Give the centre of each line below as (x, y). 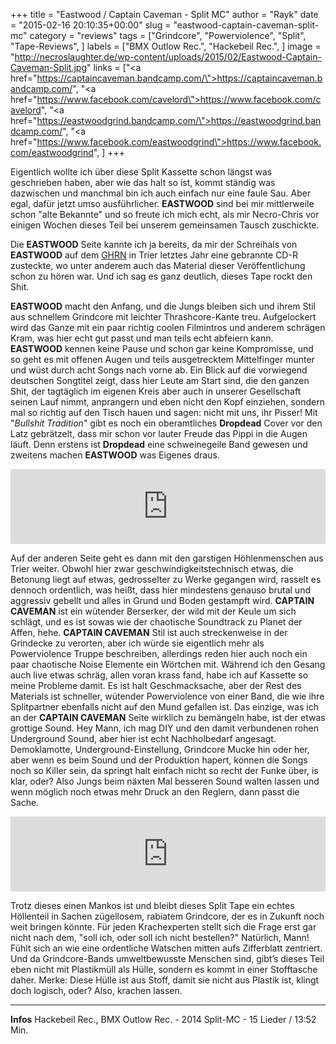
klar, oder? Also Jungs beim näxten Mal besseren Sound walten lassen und (165, 781)
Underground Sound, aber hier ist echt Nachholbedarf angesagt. (143, 738)
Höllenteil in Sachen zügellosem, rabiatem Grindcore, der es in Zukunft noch (167, 916)
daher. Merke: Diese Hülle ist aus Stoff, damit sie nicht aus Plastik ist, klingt (165, 980)
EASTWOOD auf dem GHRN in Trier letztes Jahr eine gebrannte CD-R (154, 255)
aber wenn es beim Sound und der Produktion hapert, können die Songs (159, 760)
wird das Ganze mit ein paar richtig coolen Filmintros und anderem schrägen (168, 327)
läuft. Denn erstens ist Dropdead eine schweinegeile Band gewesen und (159, 444)
